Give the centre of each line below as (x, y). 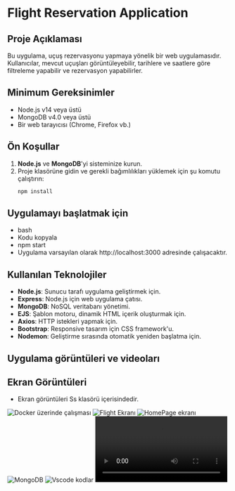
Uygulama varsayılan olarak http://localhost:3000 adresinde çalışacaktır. (122, 253)
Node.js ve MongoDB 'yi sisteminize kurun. (80, 164)
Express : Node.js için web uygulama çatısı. (80, 299)
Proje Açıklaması (45, 39)
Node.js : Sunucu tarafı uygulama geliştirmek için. (89, 292)
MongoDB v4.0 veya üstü (54, 117)
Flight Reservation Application (98, 13)
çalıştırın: (31, 178)
